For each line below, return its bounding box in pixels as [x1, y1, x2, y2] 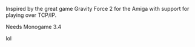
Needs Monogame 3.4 [5, 23, 62, 30]
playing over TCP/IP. [5, 11, 57, 19]
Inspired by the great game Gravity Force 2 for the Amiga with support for [5, 5, 190, 12]
